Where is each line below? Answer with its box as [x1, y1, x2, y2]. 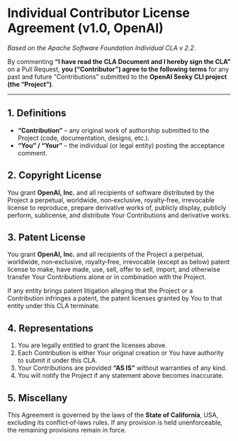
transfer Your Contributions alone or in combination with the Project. [7, 273, 207, 281]
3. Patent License [7, 231, 86, 243]
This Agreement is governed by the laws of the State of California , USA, [7, 410, 219, 419]
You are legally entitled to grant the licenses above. [17, 341, 168, 349]
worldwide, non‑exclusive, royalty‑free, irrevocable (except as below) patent [7, 258, 230, 266]
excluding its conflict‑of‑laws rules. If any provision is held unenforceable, [7, 418, 223, 427]
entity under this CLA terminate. [7, 302, 101, 310]
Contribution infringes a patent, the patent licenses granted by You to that [7, 294, 222, 303]
